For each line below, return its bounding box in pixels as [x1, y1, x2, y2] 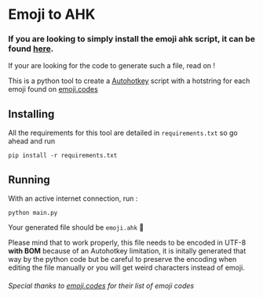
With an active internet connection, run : [8, 194, 138, 203]
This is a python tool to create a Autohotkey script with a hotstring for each [8, 76, 250, 85]
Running [8, 173, 51, 186]
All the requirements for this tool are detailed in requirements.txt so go [8, 128, 238, 138]
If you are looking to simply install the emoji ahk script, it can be [8, 34, 255, 45]
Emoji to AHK [8, 5, 96, 24]
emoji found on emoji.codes [8, 85, 98, 94]
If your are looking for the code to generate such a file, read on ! [8, 61, 216, 71]
